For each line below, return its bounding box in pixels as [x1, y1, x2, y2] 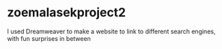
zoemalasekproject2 [7, 5, 126, 20]
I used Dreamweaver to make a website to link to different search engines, [7, 27, 216, 35]
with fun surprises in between [7, 34, 91, 42]
